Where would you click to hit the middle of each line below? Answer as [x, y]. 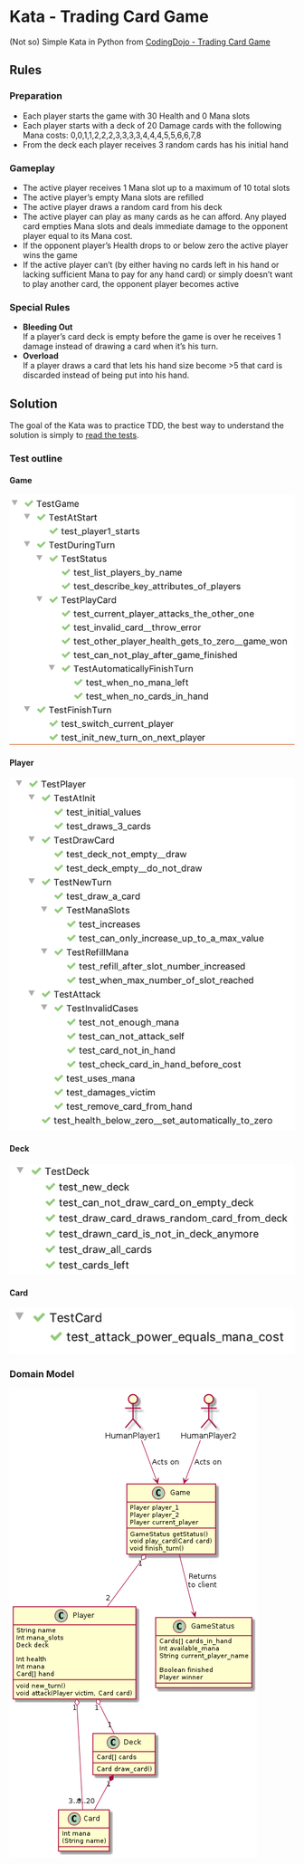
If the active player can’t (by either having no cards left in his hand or [151, 264]
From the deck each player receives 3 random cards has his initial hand [156, 144]
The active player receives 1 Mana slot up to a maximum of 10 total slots [156, 187]
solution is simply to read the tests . [74, 435]
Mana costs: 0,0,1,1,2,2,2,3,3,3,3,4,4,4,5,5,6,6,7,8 [112, 135]
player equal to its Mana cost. [77, 235]
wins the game [50, 254]
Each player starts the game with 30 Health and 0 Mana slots [136, 116]
